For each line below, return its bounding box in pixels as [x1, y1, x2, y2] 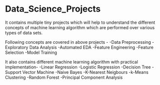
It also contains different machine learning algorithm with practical [5, 59, 138, 65]
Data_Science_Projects [5, 3, 101, 15]
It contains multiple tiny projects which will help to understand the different [5, 19, 155, 25]
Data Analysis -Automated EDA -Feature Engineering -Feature [29, 44, 154, 50]
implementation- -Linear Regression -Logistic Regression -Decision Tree [5, 64, 151, 70]
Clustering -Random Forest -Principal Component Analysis [5, 74, 123, 80]
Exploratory [5, 44, 28, 50]
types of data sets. [5, 30, 43, 35]
